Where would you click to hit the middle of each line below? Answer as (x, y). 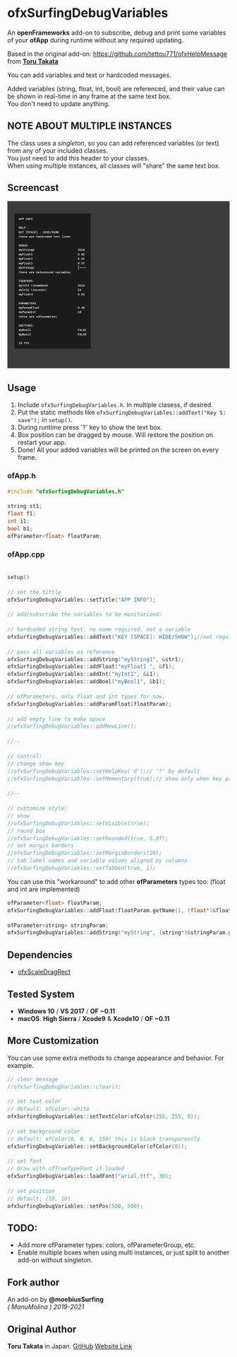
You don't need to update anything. (59, 103)
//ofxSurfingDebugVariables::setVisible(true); (79, 823)
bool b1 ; (20, 529)
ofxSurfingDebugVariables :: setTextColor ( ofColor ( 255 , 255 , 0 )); (104, 1117)
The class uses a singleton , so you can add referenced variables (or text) (114, 143)
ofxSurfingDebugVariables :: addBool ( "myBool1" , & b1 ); (86, 682)
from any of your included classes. (57, 151)
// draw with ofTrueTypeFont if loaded (66, 1169)
